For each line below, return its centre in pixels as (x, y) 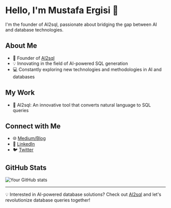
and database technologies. (34, 29)
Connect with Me (33, 126)
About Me (21, 46)
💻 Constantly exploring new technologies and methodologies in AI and (87, 69)
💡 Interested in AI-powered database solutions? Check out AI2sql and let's (83, 194)
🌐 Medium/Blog (29, 138)
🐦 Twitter (23, 150)
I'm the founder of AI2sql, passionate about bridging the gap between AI (81, 24)
